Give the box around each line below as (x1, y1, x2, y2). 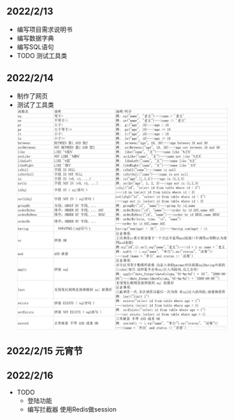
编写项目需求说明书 (16, 25, 73, 34)
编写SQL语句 (16, 42, 54, 51)
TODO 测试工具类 (16, 51, 67, 60)
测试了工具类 (16, 100, 54, 109)
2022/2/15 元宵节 (6, 345, 83, 357)
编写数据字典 (16, 34, 54, 42)
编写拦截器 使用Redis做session (27, 405, 117, 414)
